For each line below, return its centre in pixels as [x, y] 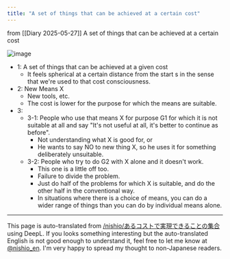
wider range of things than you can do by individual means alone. [130, 205]
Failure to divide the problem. [79, 176]
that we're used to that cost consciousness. [89, 81]
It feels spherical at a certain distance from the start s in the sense [120, 74]
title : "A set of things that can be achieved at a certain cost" [104, 13]
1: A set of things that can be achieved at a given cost [92, 66]
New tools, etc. [49, 96]
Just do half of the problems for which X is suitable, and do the [126, 183]
